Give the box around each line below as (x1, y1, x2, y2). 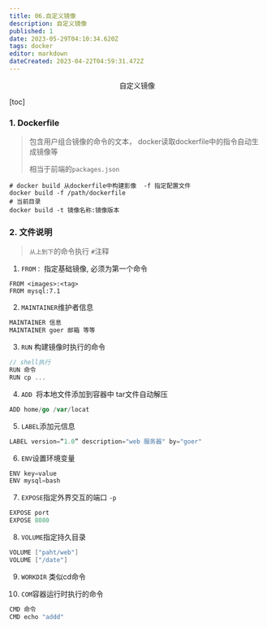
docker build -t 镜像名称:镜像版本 (9, 207, 120, 215)
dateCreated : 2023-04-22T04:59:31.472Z (9, 58, 144, 66)
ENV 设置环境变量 (20, 453, 75, 463)
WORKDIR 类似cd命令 (20, 571, 86, 582)
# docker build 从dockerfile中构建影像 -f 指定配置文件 (9, 182, 192, 190)
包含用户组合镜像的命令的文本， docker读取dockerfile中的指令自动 (28, 137, 252, 146)
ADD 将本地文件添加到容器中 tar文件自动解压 (20, 389, 169, 399)
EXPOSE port (9, 509, 50, 517)
